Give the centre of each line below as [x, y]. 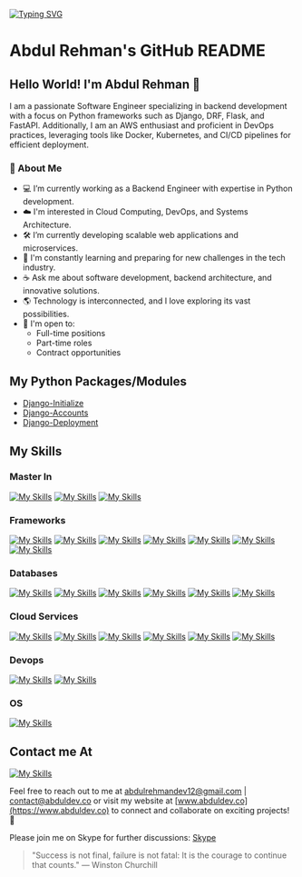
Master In [31, 477]
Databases [34, 573]
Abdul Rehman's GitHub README [137, 51]
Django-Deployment [60, 423]
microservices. [50, 248]
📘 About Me [36, 168]
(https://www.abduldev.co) [59, 811]
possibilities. [46, 314]
